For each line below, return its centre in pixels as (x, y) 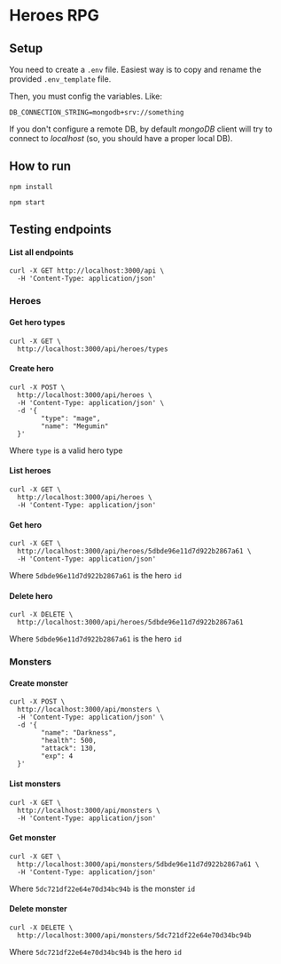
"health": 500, (69, 741)
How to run (40, 167)
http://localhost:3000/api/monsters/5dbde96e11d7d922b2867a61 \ (138, 864)
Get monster (33, 838)
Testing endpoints (61, 230)
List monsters (35, 784)
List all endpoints (41, 252)
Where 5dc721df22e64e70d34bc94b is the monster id (102, 888)
